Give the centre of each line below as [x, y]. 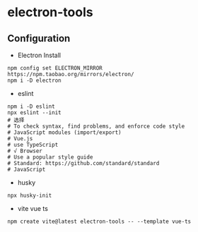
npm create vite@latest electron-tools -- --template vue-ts [99, 221]
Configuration [39, 38]
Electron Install [39, 55]
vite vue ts [33, 208]
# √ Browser [25, 151]
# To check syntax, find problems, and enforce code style [96, 126]
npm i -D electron [34, 80]
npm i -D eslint [31, 106]
